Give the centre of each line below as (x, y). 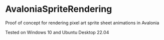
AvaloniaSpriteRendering (59, 9)
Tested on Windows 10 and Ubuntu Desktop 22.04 (57, 32)
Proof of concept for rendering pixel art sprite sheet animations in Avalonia (82, 23)
